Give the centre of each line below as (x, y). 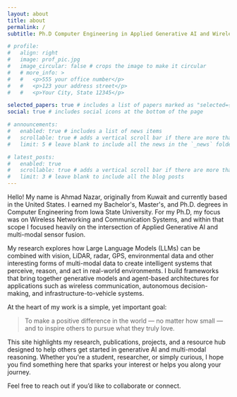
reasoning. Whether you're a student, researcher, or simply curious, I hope (116, 357)
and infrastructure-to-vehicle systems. (88, 293)
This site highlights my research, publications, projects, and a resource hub (116, 342)
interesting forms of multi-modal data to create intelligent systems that (110, 263)
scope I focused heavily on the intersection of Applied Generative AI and (113, 227)
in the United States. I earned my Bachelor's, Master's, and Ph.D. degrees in (117, 205)
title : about (26, 21)
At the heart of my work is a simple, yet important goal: (87, 307)
